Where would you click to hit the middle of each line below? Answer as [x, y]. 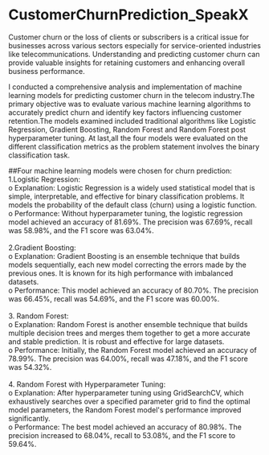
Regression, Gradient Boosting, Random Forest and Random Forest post [127, 129]
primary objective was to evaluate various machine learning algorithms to [130, 104]
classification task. [39, 155]
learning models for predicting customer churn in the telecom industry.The [132, 95]
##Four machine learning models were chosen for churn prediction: [120, 170]
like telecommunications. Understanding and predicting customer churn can [134, 54]
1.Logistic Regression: [44, 179]
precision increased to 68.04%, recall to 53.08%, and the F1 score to [122, 435]
